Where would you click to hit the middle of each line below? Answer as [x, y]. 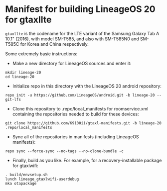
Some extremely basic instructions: [41, 54]
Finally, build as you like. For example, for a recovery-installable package [87, 160]
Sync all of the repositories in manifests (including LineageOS [76, 137]
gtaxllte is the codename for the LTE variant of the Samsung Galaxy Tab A [82, 33]
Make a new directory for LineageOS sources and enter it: [72, 63]
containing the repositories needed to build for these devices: [76, 114]
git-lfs [13, 99]
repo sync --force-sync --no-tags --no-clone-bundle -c [64, 151]
